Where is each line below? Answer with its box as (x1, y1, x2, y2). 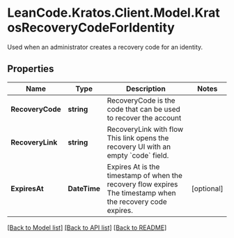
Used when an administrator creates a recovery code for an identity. (7, 43, 203, 51)
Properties (7, 63, 54, 75)
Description (125, 84, 166, 94)
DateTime (68, 184, 101, 193)
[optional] (191, 184, 224, 193)
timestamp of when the (107, 170, 183, 180)
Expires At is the (107, 162, 160, 172)
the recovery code (107, 197, 167, 207)
